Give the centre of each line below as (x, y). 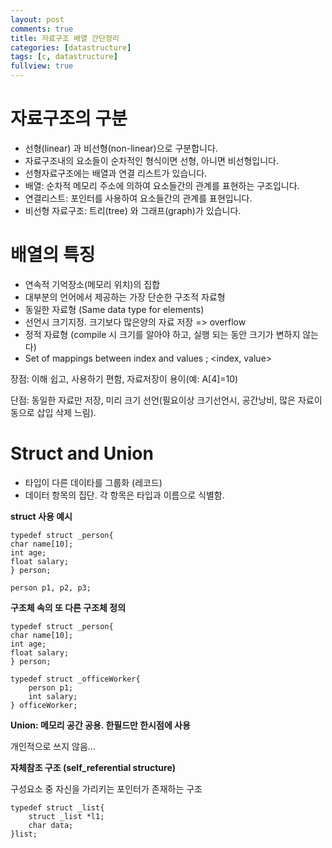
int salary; (53, 696)
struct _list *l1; (66, 816)
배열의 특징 (53, 255)
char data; (51, 825)
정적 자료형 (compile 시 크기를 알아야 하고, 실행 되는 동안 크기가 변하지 (162, 334)
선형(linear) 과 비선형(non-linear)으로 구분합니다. (121, 148)
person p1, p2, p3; (51, 587)
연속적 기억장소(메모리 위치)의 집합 (92, 284)
